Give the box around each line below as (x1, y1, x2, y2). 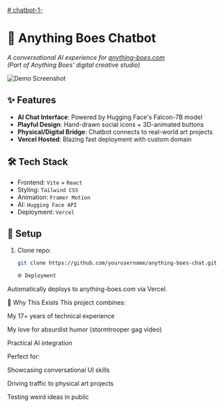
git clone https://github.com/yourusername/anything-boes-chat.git (17, 260, 217, 267)
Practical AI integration (7, 339, 73, 347)
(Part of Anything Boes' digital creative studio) (7, 61, 141, 69)
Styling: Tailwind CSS (17, 185, 79, 194)
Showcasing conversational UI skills (7, 366, 110, 375)
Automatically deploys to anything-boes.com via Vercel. (7, 285, 168, 293)
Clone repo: (17, 246, 51, 255)
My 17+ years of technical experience (7, 312, 115, 320)
